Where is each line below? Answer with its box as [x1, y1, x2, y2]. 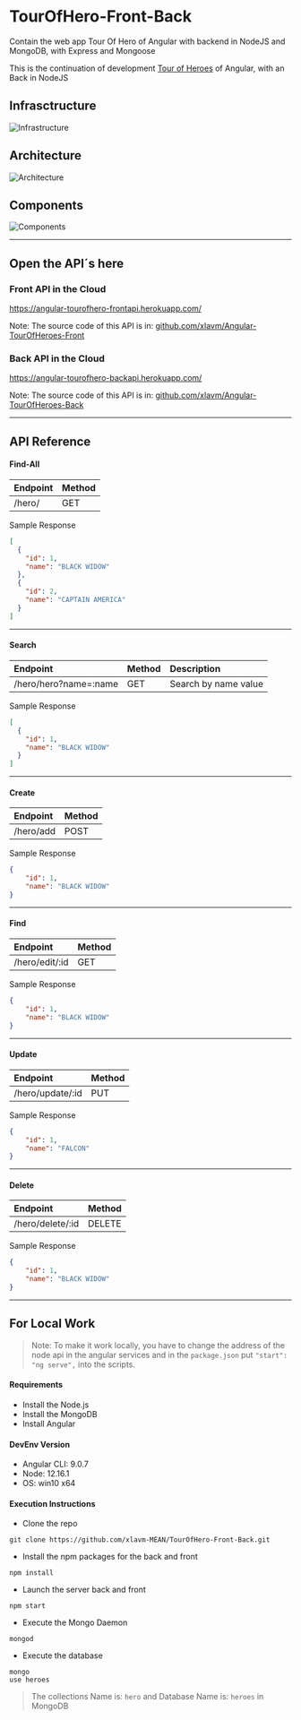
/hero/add [13, 825, 56, 838]
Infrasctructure [9, 99, 97, 114]
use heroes [9, 1675, 50, 1685]
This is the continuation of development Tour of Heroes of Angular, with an [9, 63, 285, 73]
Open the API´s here [9, 255, 124, 271]
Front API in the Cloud [9, 282, 107, 295]
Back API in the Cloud [9, 352, 105, 365]
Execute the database [21, 1650, 103, 1661]
